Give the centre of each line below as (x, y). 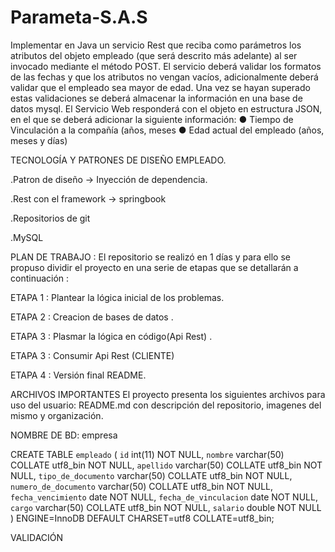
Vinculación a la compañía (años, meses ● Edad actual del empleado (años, (167, 130)
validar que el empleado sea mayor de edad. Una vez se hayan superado (160, 87)
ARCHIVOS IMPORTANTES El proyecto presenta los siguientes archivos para (168, 394)
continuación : (40, 278)
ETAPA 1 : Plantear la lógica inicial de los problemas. (117, 297)
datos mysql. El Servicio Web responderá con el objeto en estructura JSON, (166, 108)
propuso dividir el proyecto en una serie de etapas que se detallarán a (154, 267)
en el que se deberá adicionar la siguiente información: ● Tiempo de (152, 119)
